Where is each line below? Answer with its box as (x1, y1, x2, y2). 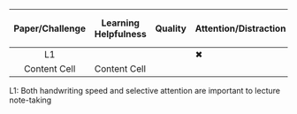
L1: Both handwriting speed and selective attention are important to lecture (9, 86, 281, 95)
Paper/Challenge (13, 22, 87, 34)
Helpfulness (94, 28, 148, 40)
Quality (155, 22, 187, 34)
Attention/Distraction (194, 22, 286, 34)
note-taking (9, 95, 52, 105)
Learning (101, 17, 140, 29)
